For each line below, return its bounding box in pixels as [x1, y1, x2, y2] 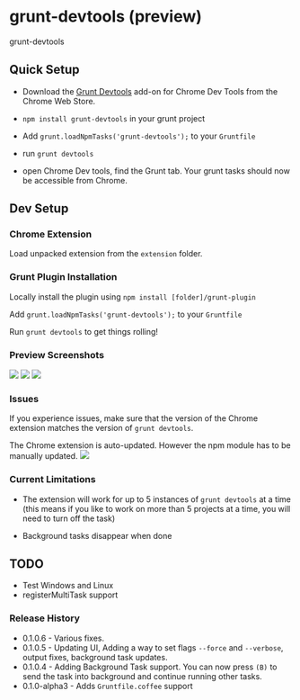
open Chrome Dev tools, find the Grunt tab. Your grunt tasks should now [22, 165, 290, 176]
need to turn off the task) [22, 513, 116, 524]
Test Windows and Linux [22, 580, 114, 591]
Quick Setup [9, 62, 80, 77]
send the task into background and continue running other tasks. [22, 670, 262, 681]
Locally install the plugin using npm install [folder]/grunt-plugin [9, 291, 256, 302]
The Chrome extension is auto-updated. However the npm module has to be [9, 440, 291, 451]
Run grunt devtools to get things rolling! [9, 326, 159, 337]
